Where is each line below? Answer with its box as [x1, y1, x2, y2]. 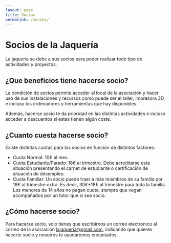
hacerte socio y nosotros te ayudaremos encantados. [5, 231, 118, 238]
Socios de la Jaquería [5, 39, 99, 51]
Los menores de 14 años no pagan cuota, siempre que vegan [12, 187, 142, 193]
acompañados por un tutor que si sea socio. [12, 192, 106, 198]
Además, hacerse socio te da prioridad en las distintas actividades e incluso [5, 111, 166, 117]
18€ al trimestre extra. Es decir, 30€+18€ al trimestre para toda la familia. [12, 181, 166, 187]
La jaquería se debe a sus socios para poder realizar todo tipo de [5, 56, 142, 62]
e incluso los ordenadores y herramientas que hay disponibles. [5, 101, 138, 107]
